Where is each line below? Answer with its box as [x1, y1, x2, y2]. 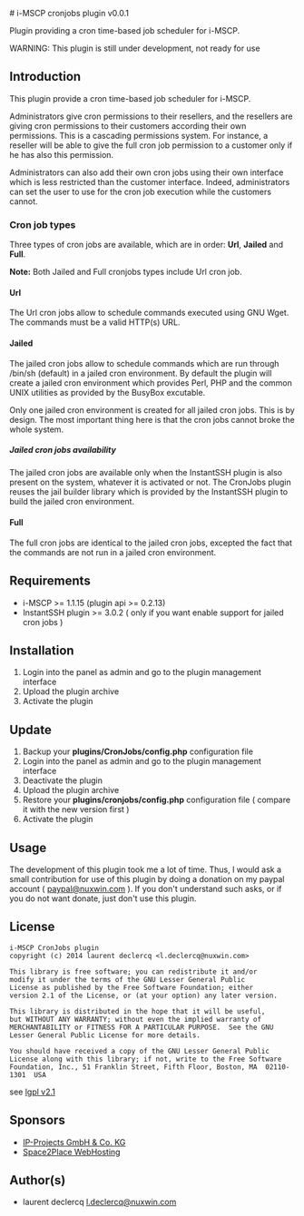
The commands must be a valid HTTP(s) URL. [9, 317, 181, 328]
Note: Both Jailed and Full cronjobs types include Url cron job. [9, 267, 242, 278]
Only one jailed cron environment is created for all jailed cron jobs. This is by [9, 404, 295, 416]
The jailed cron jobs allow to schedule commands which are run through [9, 358, 279, 368]
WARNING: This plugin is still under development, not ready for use [9, 43, 260, 54]
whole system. [9, 424, 64, 435]
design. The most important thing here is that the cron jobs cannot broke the [9, 414, 295, 425]
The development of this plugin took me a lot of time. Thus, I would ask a [9, 864, 282, 875]
